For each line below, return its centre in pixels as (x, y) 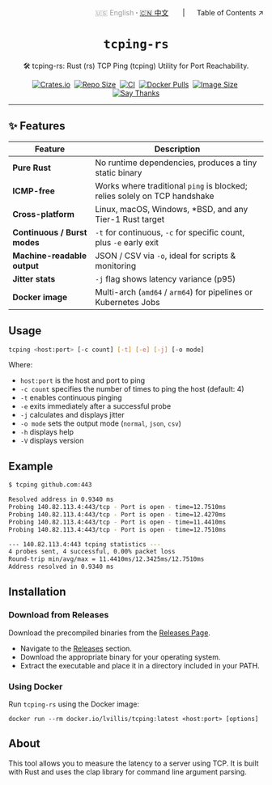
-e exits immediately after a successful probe (96, 406)
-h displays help (47, 432)
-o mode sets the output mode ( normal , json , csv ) (101, 423)
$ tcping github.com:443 (50, 485)
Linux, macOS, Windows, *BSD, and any (172, 209)
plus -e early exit (127, 242)
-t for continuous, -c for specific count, (170, 232)
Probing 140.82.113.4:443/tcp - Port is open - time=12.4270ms (117, 514)
